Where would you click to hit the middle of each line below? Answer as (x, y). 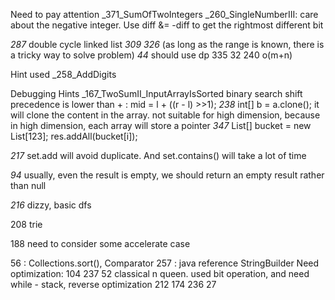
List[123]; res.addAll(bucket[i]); (74, 136)
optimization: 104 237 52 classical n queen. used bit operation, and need (160, 273)
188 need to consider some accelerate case (100, 243)
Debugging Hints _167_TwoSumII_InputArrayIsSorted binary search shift (156, 93)
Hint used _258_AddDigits (63, 74)
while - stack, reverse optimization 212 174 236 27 (113, 284)
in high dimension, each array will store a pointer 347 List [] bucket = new (161, 125)
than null (28, 185)
